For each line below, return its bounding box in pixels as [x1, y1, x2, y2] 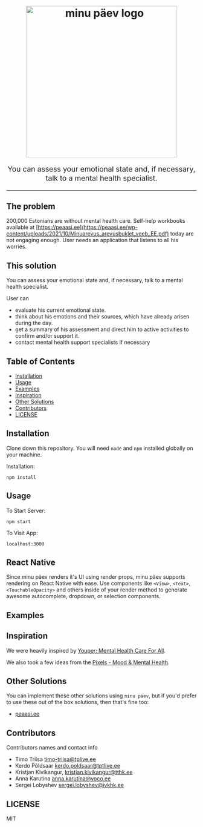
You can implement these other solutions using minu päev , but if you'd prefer [6, 692, 197, 699]
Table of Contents [6, 356, 76, 366]
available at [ [6, 223, 38, 231]
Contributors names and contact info [6, 744, 98, 751]
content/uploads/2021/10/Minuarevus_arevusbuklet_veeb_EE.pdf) [6, 230, 169, 237]
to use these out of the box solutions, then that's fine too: [6, 699, 149, 706]
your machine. [6, 450, 42, 458]
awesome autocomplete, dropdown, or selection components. [6, 593, 161, 600]
